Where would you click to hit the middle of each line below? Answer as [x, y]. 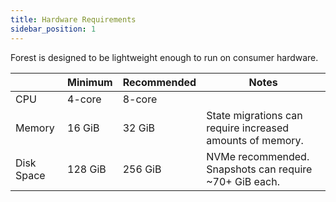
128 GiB [87, 169]
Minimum [90, 82]
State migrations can [254, 115]
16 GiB [83, 128]
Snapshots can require [259, 169]
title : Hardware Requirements [73, 19]
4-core [84, 99]
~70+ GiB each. [243, 181]
